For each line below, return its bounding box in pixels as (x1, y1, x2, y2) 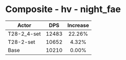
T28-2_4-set (8, 30, 41, 37)
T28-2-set (8, 38, 36, 45)
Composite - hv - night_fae (5, 4, 121, 15)
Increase (67, 22, 89, 29)
